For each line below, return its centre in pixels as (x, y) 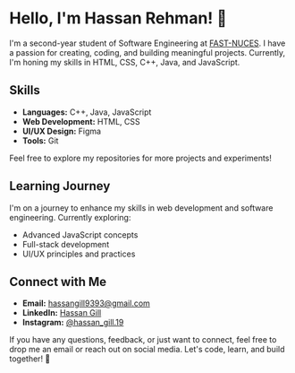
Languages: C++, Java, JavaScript (87, 112)
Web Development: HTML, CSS (81, 121)
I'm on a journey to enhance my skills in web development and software (141, 208)
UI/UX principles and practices (79, 254)
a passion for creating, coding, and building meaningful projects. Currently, (147, 52)
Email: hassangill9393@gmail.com (86, 303)
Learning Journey (60, 186)
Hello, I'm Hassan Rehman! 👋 (118, 18)
